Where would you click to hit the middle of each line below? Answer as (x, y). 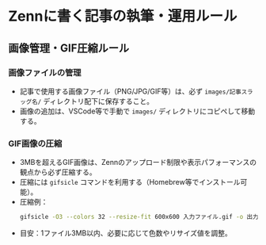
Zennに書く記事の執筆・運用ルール (123, 16)
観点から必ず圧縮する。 (58, 172)
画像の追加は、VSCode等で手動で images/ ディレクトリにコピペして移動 (137, 111)
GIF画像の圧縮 (35, 144)
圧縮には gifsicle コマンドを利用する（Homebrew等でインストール (130, 182)
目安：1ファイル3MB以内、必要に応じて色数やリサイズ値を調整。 (125, 233)
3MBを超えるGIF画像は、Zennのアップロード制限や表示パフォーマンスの (138, 163)
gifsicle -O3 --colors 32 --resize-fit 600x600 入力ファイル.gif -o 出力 (139, 217)
